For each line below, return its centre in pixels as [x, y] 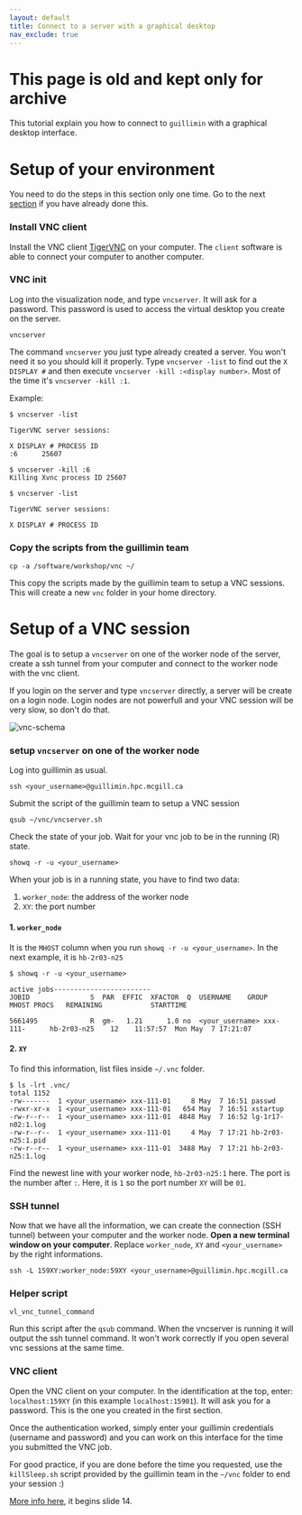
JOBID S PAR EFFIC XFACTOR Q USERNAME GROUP [139, 997]
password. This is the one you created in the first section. [116, 1410]
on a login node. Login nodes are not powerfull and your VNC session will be [152, 701]
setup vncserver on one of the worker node [105, 751]
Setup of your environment [112, 169]
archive [38, 98]
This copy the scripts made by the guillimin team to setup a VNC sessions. [147, 583]
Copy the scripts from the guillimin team [99, 547]
